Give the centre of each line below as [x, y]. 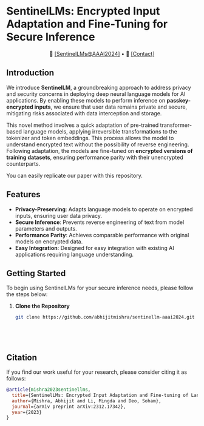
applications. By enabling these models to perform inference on [86, 100]
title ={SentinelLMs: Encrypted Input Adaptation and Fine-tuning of [100, 395]
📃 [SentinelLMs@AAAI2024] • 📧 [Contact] [102, 53]
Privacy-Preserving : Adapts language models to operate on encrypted [104, 209]
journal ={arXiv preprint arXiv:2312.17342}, [69, 407]
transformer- [176, 125]
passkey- [179, 100]
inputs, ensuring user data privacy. [58, 215]
